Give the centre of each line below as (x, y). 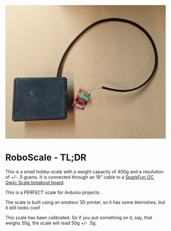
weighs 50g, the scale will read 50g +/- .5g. (51, 223)
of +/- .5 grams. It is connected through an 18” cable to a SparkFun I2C (80, 177)
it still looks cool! (23, 208)
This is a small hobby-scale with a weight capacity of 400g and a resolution (84, 172)
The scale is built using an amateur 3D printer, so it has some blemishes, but (85, 202)
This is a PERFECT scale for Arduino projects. (53, 193)
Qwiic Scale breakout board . (35, 183)
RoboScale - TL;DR (46, 158)
